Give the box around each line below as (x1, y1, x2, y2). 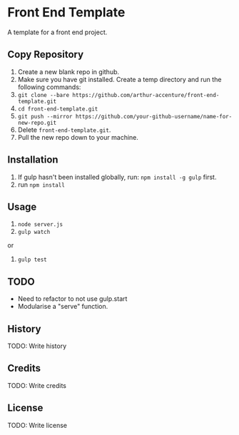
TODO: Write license (7, 421, 68, 429)
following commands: (17, 83, 81, 91)
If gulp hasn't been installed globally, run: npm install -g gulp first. (17, 173, 217, 181)
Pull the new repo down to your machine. (17, 133, 139, 141)
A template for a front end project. (7, 28, 108, 36)
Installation (7, 154, 59, 166)
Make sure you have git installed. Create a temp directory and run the (17, 75, 222, 83)
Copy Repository (7, 48, 84, 61)
